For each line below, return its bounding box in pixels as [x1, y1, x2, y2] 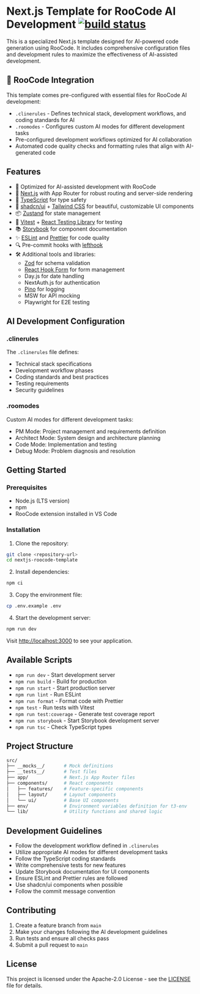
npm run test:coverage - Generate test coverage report [15, 710, 155, 717]
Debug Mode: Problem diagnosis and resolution [15, 447, 136, 455]
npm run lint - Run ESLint [15, 690, 81, 698]
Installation [6, 526, 41, 534]
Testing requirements [15, 380, 69, 387]
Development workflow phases [15, 367, 94, 374]
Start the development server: [15, 614, 91, 622]
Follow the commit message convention [15, 888, 116, 895]
